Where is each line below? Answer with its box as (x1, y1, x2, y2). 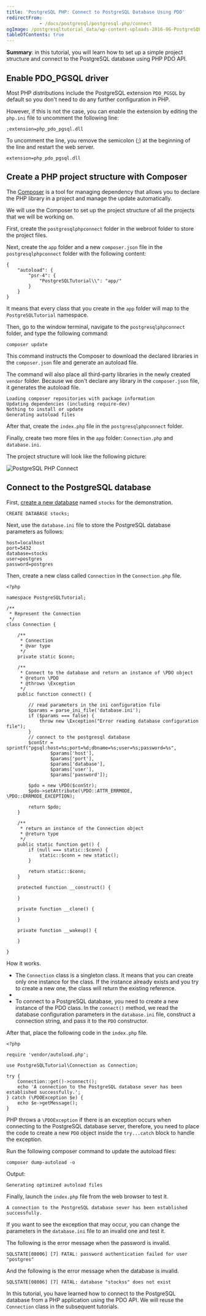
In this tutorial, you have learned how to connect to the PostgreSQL (6, 1290, 176, 1297)
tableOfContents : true (6, 32, 64, 38)
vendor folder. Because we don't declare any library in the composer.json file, (6, 377, 200, 384)
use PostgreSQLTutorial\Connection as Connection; (6, 1062, 139, 1068)
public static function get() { (17, 841, 100, 847)
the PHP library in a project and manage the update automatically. (6, 194, 173, 202)
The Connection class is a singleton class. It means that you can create (15, 971, 194, 979)
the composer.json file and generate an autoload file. (6, 358, 139, 366)
